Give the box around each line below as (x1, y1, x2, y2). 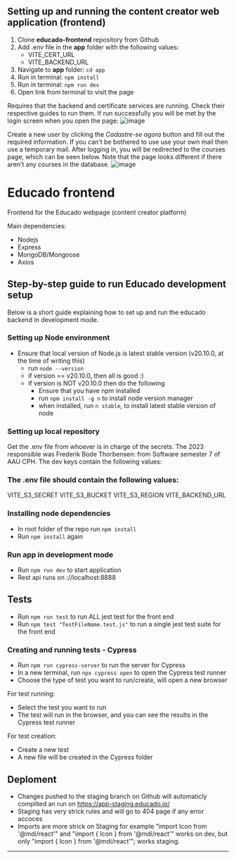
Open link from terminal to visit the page (17, 87, 134, 96)
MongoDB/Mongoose (17, 250, 80, 259)
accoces (17, 814, 43, 823)
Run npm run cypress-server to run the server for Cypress (17, 661, 186, 669)
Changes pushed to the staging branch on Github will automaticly (17, 792, 207, 801)
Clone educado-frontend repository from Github (17, 35, 159, 44)
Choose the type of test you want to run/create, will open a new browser (17, 676, 228, 684)
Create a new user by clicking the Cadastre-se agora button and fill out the (7, 130, 225, 138)
